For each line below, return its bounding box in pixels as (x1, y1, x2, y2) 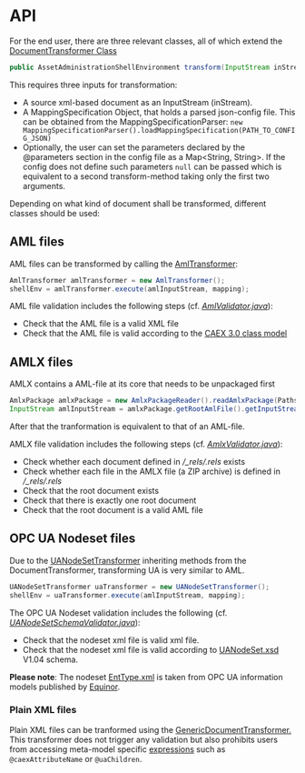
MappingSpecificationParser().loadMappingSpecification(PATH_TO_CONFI (22, 125, 296, 135)
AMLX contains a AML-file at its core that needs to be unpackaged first (9, 378, 275, 389)
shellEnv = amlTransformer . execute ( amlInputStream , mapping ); (9, 284, 250, 294)
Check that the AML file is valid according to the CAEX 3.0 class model (22, 328, 288, 339)
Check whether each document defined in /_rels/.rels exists (22, 456, 246, 467)
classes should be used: (9, 207, 100, 218)
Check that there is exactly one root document (22, 495, 197, 506)
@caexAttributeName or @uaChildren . (9, 753, 143, 764)
